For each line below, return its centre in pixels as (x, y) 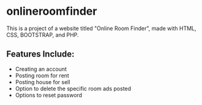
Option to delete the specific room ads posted (73, 88)
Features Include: (40, 54)
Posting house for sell (43, 82)
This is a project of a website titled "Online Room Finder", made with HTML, (102, 28)
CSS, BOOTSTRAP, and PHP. (43, 34)
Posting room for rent (42, 76)
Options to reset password (49, 95)
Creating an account (41, 69)
